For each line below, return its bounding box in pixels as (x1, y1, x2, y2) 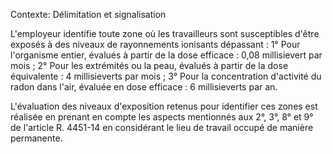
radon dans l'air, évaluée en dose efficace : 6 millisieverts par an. (10, 81, 278, 93)
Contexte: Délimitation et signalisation (10, 9, 167, 20)
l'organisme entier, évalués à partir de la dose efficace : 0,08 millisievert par (10, 49, 323, 61)
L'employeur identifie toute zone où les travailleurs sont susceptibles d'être (10, 28, 320, 39)
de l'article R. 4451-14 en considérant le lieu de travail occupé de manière (10, 122, 314, 133)
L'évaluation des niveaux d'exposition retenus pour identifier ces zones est (10, 100, 318, 112)
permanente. (10, 132, 63, 144)
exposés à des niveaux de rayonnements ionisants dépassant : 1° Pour (10, 39, 301, 50)
